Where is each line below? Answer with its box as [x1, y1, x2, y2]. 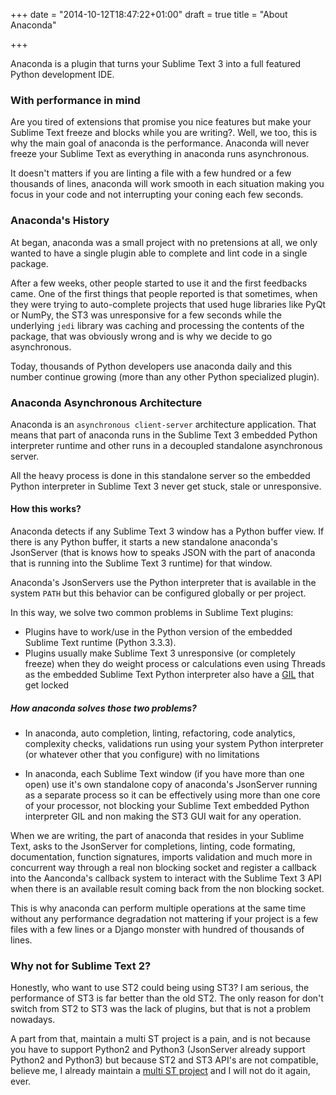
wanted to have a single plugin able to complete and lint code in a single [10, 247, 308, 259]
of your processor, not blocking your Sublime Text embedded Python [24, 800, 310, 812]
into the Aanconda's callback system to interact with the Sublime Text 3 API [10, 872, 322, 884]
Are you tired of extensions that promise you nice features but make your [10, 116, 312, 128]
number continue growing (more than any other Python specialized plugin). [10, 370, 320, 383]
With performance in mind [10, 93, 141, 107]
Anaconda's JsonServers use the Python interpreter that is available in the [10, 577, 317, 589]
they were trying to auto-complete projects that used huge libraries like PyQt [10, 298, 326, 310]
